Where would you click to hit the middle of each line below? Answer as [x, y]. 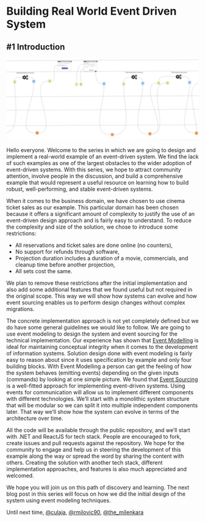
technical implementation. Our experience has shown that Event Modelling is [103, 340]
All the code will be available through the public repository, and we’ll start [98, 430]
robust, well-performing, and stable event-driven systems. [80, 189]
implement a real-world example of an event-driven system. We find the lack [103, 156]
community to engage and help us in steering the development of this [94, 450]
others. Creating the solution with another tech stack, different [85, 463]
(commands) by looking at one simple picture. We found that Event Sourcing [102, 380]
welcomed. [20, 476]
